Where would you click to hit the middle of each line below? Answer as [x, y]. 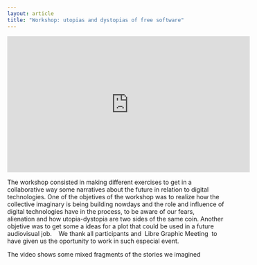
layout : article [30, 13]
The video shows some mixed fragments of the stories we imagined [104, 254]
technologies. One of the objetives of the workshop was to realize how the [113, 197]
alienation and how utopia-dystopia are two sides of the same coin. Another [115, 219]
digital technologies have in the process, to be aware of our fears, [101, 211]
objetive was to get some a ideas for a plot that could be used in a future [111, 226]
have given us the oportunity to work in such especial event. [93, 241]
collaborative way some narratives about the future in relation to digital [108, 189]
